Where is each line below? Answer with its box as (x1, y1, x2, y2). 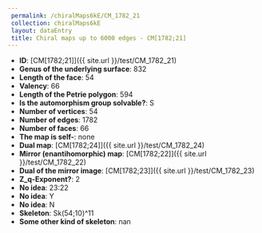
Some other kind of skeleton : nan (18, 217, 131, 227)
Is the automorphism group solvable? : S (18, 98, 155, 108)
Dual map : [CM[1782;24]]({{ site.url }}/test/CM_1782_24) (18, 140, 205, 150)
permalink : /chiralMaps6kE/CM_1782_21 (10, 11, 141, 20)
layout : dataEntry (10, 26, 73, 34)
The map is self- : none (18, 132, 95, 142)
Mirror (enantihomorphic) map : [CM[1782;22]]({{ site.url (18, 149, 207, 159)
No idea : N (18, 200, 55, 210)
